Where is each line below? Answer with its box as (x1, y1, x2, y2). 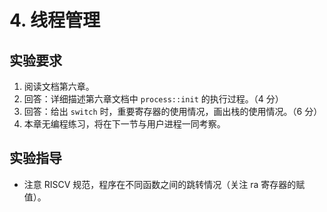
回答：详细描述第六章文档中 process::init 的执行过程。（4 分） (23, 93, 284, 105)
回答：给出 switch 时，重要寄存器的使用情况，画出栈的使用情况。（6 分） (23, 106, 323, 117)
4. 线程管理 (9, 9, 101, 32)
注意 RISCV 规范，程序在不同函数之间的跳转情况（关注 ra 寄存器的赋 (23, 178, 306, 190)
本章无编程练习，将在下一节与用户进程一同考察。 (23, 118, 226, 130)
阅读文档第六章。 (23, 81, 95, 92)
